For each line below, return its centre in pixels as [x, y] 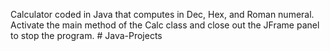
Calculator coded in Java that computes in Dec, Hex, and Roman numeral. [162, 14]
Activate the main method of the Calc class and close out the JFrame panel [165, 25]
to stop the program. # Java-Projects [86, 35]
